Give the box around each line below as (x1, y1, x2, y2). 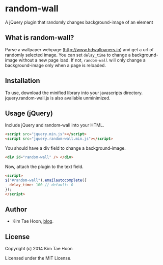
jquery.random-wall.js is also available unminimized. (5, 95, 110, 101)
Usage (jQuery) (5, 109, 53, 117)
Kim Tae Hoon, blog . (12, 218, 54, 224)
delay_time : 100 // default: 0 (9, 182, 74, 187)
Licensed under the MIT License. (5, 255, 72, 261)
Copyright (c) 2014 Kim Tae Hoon (5, 246, 73, 251)
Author (5, 205, 27, 213)
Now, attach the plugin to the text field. (5, 164, 83, 169)
